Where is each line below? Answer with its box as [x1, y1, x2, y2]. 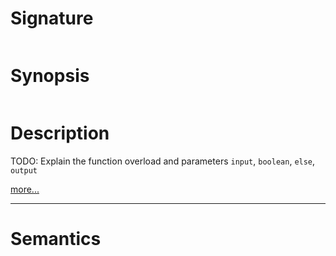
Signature [10, 7, 94, 30]
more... [10, 183, 40, 195]
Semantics [10, 228, 102, 250]
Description [10, 122, 110, 145]
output [10, 165, 38, 176]
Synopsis [10, 65, 90, 87]
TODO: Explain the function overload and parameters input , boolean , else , [10, 155, 316, 167]
